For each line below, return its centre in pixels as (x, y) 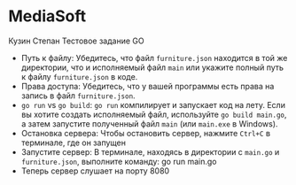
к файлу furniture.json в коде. (79, 76)
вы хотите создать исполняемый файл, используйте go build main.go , (154, 114)
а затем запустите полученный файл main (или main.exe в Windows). (149, 123)
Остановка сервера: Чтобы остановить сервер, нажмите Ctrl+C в (146, 133)
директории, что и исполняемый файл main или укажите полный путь (152, 67)
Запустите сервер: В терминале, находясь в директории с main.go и (150, 151)
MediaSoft (47, 16)
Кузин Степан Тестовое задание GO (76, 41)
